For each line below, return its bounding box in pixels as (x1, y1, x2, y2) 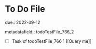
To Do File (5, 3, 45, 15)
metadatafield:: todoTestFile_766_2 (5, 29, 74, 34)
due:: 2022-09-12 (5, 19, 41, 25)
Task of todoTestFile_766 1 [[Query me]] (12, 38, 92, 44)
